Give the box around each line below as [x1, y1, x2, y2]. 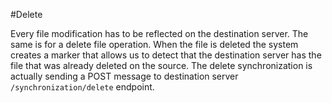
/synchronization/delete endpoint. [10, 81, 155, 93]
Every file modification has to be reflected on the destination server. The [10, 28, 309, 39]
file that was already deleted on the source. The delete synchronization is [10, 60, 313, 71]
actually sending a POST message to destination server [10, 70, 239, 82]
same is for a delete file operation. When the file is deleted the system [10, 39, 299, 50]
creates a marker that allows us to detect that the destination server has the [10, 49, 322, 61]
